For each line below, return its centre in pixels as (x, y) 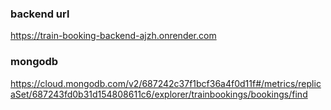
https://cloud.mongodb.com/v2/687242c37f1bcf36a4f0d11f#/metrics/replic (166, 83)
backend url (40, 14)
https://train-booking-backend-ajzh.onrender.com (113, 36)
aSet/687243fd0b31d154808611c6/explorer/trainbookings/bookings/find (159, 94)
